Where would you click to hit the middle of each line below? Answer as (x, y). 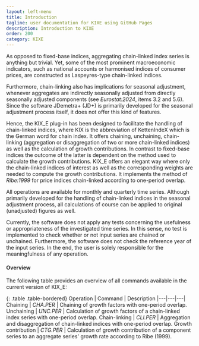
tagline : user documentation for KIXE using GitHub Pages (79, 23)
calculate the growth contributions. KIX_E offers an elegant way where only (98, 161)
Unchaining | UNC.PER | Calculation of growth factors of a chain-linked (93, 311)
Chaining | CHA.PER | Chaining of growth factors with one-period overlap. (97, 305)
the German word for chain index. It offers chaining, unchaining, (84, 136)
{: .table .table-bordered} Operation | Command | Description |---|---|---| (96, 298)
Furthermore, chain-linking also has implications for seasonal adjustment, (96, 86)
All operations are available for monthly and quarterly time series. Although (98, 192)
